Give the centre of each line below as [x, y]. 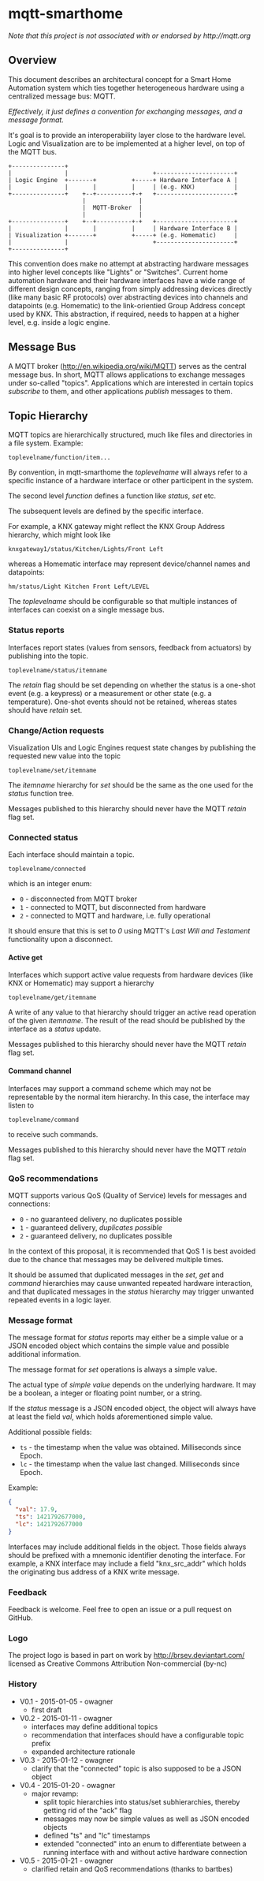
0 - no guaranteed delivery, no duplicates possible [101, 1219]
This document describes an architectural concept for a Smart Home [120, 79]
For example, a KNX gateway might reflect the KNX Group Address [117, 527]
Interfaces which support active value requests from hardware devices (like [131, 975]
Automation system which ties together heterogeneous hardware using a [126, 88]
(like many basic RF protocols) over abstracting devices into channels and [128, 297]
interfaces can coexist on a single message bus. [87, 610]
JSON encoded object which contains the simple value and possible [119, 1346]
